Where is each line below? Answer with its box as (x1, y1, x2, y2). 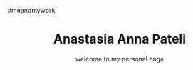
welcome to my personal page (75, 54, 165, 63)
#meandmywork (7, 6, 56, 14)
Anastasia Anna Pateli (53, 31, 187, 47)
